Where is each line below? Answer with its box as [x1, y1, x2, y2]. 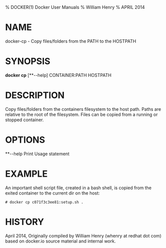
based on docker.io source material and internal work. [5, 238, 116, 244]
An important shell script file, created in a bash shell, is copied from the [5, 185, 152, 191]
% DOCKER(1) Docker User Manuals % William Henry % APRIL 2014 [5, 4, 145, 10]
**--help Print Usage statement [5, 151, 70, 157]
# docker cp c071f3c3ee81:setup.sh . [5, 200, 84, 205]
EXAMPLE [5, 168, 48, 179]
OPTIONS [5, 134, 45, 145]
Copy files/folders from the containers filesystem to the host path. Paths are [5, 106, 161, 112]
